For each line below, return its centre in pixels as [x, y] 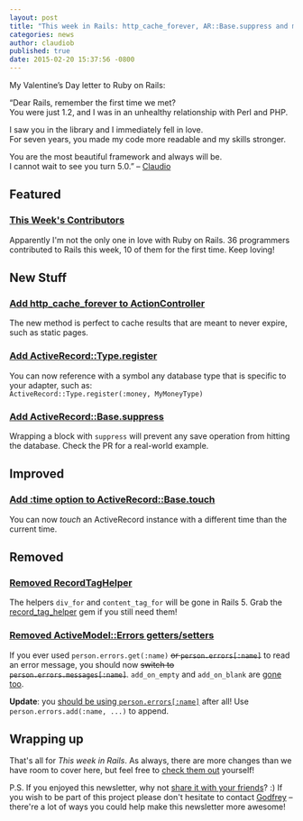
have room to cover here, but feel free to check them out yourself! [132, 771]
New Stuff [38, 278]
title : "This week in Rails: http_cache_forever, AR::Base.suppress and [149, 26]
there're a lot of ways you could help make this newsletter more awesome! [147, 807]
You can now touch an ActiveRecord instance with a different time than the [148, 519]
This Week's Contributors [67, 220]
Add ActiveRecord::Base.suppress [87, 416]
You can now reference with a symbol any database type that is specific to [148, 376]
